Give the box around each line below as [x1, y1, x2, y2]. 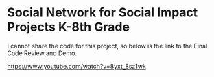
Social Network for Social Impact [7, 5, 198, 20]
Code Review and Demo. [7, 49, 78, 57]
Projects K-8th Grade [7, 19, 130, 35]
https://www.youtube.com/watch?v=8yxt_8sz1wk [7, 62, 146, 70]
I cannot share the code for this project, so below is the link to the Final [7, 42, 208, 50]
